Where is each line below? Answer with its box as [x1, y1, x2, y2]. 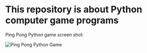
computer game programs [5, 14, 119, 26]
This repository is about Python [5, 4, 142, 15]
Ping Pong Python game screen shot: [5, 31, 84, 38]
